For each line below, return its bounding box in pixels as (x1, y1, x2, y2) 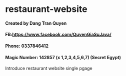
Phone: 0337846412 (5, 43, 49, 49)
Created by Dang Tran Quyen (5, 20, 67, 26)
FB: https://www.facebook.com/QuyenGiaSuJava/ (5, 31, 111, 38)
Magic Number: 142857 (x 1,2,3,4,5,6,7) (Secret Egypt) (5, 54, 121, 60)
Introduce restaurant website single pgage (5, 66, 92, 72)
